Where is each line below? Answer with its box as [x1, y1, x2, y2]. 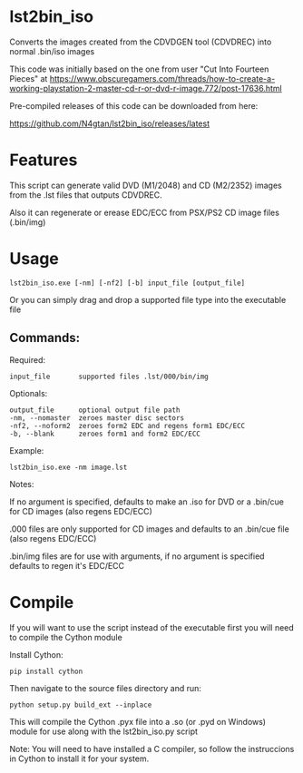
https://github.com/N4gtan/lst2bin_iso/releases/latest [9, 118, 210, 129]
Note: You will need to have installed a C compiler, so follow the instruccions [9, 743, 295, 754]
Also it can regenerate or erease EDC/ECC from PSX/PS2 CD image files [9, 207, 279, 218]
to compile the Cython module [9, 631, 122, 642]
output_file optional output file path [9, 406, 181, 415]
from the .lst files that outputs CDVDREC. [9, 189, 162, 201]
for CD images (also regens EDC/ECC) [9, 505, 152, 516]
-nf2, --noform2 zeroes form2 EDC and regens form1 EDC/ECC [9, 421, 246, 430]
